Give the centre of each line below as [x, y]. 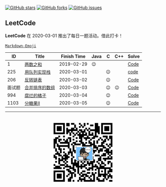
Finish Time [73, 56]
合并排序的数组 [40, 88]
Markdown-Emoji [21, 46]
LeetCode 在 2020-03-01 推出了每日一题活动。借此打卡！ [64, 36]
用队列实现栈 [38, 72]
